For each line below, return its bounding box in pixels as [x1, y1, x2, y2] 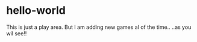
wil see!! [6, 29, 27, 37]
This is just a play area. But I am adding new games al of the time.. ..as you [6, 23, 192, 31]
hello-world [6, 4, 66, 17]
